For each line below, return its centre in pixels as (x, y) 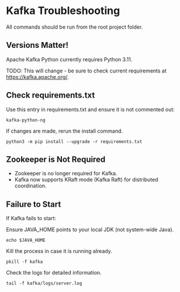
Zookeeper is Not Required (56, 159)
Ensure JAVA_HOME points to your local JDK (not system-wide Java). (90, 230)
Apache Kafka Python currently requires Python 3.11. (69, 59)
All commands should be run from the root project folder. (75, 27)
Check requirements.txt (51, 95)
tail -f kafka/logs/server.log (44, 284)
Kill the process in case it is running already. (59, 251)
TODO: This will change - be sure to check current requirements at (86, 71)
